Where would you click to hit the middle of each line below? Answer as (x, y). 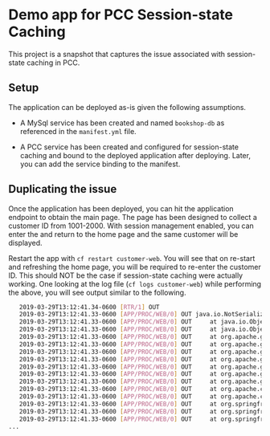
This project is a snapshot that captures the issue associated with (117, 54)
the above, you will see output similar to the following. (97, 292)
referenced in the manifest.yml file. (78, 131)
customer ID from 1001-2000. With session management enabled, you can (131, 226)
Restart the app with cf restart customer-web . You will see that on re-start (132, 258)
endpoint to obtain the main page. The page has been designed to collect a (133, 217)
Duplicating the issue (63, 189)
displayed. (25, 242)
